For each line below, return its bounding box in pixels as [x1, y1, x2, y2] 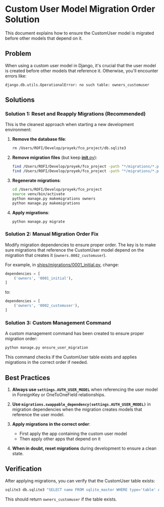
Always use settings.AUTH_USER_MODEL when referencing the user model [12, 386, 158, 392]
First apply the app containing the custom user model [19, 431, 127, 436]
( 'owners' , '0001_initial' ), [14, 276, 73, 280]
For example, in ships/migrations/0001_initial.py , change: [5, 261, 120, 268]
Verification [5, 465, 42, 473]
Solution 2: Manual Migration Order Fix [5, 230, 99, 237]
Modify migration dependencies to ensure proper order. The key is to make [5, 242, 156, 248]
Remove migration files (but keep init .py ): [12, 154, 98, 160]
